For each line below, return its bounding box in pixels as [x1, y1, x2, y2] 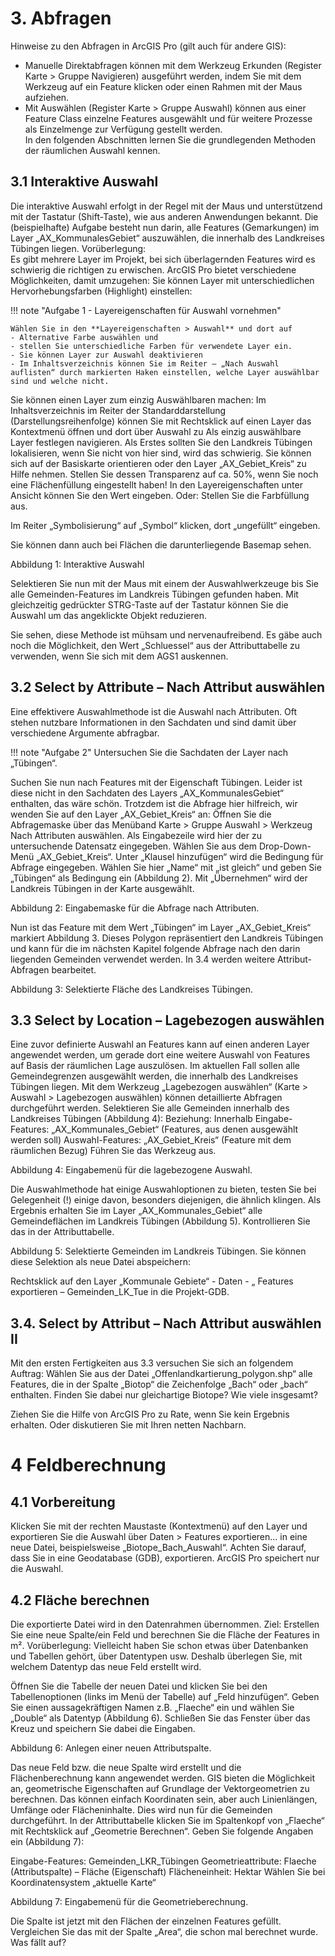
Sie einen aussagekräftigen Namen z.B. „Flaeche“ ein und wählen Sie [10, 1702, 295, 1713]
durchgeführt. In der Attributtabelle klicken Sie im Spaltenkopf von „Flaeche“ [10, 1815, 325, 1826]
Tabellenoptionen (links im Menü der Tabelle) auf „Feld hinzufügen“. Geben [10, 1691, 320, 1702]
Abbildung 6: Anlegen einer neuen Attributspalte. [10, 1742, 212, 1754]
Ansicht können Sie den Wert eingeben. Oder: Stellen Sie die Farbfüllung [10, 489, 310, 501]
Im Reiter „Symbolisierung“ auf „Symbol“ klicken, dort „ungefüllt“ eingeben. [10, 519, 321, 531]
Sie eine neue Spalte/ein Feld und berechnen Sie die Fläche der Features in [10, 1629, 320, 1641]
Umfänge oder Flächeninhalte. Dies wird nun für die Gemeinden [10, 1804, 273, 1816]
